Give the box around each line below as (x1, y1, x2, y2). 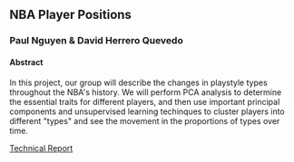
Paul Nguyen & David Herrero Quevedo (9, 34, 183, 47)
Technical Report (9, 142, 73, 153)
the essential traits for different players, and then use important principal (9, 96, 280, 107)
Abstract (9, 56, 44, 67)
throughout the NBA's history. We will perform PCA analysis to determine (9, 86, 282, 98)
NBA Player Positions (9, 7, 132, 23)
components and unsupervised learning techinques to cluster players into (9, 106, 286, 117)
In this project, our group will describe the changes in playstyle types (9, 77, 268, 88)
